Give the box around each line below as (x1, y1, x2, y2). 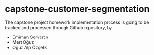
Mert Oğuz (12, 39, 34, 45)
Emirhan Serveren (12, 34, 49, 40)
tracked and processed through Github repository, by (5, 24, 112, 30)
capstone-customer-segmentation (5, 3, 150, 15)
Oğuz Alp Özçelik (12, 44, 47, 50)
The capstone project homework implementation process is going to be (5, 19, 149, 25)
